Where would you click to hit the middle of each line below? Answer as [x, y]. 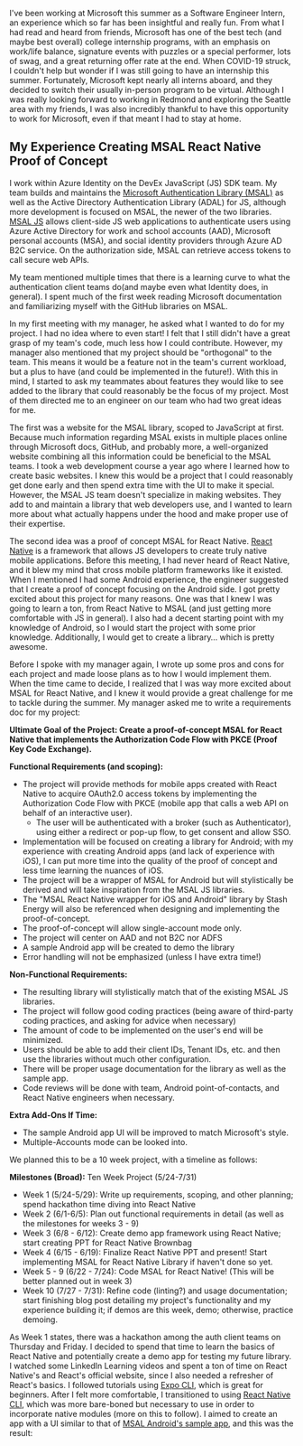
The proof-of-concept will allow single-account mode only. [132, 928]
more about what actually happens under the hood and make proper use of [149, 513]
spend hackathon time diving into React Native [109, 1204]
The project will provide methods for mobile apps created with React [150, 784]
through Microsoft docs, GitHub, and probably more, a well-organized [139, 446]
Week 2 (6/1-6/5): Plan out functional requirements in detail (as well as [153, 1214]
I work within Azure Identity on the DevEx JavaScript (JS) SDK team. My [143, 183]
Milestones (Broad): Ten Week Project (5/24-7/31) [103, 1177]
